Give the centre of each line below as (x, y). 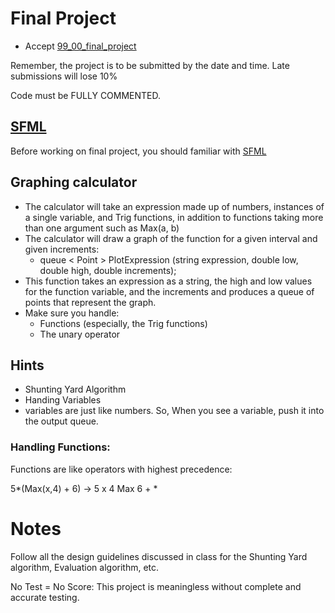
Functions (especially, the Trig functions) (123, 323)
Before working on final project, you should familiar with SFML (138, 151)
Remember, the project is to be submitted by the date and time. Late (150, 65)
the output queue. (61, 421)
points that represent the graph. (90, 302)
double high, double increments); (108, 270)
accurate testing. (45, 597)
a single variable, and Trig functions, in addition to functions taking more (174, 217)
